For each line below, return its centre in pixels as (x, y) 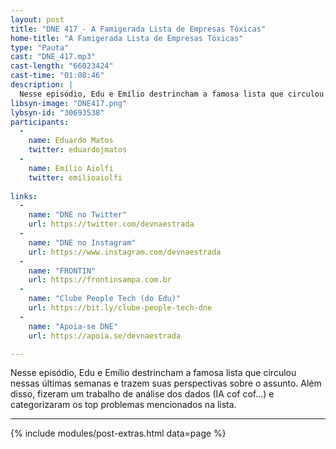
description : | (42, 85)
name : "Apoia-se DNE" (73, 326)
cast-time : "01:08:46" (57, 76)
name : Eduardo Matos (71, 141)
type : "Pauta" (40, 47)
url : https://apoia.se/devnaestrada (105, 336)
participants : (40, 122)
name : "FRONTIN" (62, 271)
